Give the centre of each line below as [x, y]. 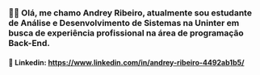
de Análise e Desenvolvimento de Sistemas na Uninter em [124, 23]
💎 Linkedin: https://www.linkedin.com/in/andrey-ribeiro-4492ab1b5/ [126, 62]
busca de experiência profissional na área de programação [126, 33]
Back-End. [29, 43]
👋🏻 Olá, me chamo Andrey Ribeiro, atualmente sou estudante [130, 13]
